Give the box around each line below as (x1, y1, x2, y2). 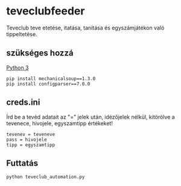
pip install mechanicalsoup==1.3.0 (6, 75, 96, 82)
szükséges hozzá (6, 48, 74, 58)
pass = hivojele (6, 137, 47, 143)
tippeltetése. (6, 30, 37, 37)
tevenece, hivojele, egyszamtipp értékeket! (6, 119, 113, 127)
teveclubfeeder (6, 4, 85, 18)
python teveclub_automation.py (6, 174, 85, 180)
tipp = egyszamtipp (6, 141, 56, 148)
